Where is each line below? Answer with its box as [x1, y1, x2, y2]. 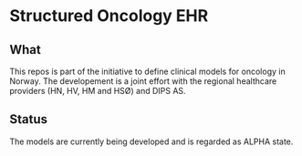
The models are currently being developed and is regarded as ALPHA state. [9, 136, 294, 147]
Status [9, 111, 48, 128]
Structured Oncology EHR [9, 5, 209, 26]
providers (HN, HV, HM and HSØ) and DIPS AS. [9, 86, 186, 96]
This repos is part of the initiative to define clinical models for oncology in [9, 66, 286, 77]
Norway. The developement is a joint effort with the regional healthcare [9, 76, 277, 87]
